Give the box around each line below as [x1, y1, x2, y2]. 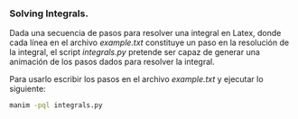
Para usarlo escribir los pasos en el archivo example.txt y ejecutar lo [9, 74, 264, 85]
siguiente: [9, 84, 47, 95]
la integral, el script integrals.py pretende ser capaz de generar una [9, 47, 260, 58]
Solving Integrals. [9, 7, 88, 20]
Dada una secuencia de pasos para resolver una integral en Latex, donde [9, 28, 282, 39]
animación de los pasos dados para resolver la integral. [9, 57, 215, 68]
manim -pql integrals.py [9, 101, 103, 110]
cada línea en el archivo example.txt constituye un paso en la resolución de [9, 37, 290, 48]
